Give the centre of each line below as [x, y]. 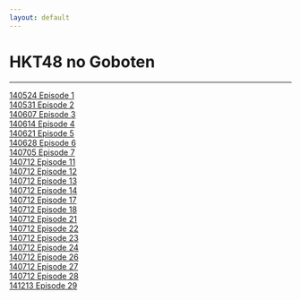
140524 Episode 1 [42, 95]
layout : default [39, 17]
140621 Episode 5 [42, 133]
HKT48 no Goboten [82, 61]
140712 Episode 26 [44, 257]
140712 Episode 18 [43, 209]
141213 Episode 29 [43, 285]
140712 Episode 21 [43, 219]
